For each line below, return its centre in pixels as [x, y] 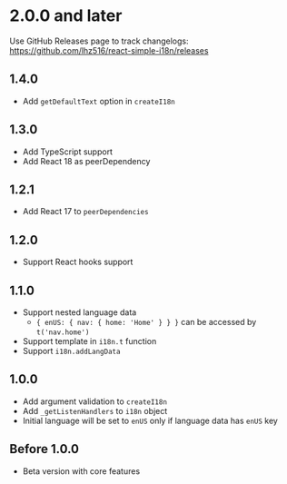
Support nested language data [79, 312]
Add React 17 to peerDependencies [85, 212]
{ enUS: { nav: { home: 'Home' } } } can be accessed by [146, 322]
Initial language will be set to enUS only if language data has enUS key [150, 420]
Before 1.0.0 [45, 449]
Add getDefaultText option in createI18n [99, 101]
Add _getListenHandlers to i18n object [95, 410]
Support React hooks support [78, 262]
